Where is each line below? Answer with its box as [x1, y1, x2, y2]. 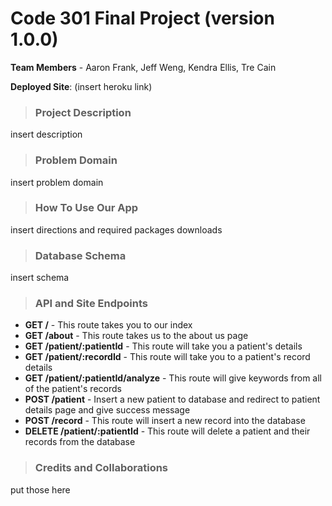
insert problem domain [10, 176, 104, 188]
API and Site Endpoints [34, 297, 148, 311]
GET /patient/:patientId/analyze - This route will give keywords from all [24, 372, 323, 384]
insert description [10, 128, 83, 141]
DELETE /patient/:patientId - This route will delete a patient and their [24, 425, 311, 437]
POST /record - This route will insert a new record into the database [24, 415, 306, 427]
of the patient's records [24, 383, 122, 395]
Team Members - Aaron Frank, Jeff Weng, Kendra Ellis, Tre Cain [10, 61, 277, 73]
